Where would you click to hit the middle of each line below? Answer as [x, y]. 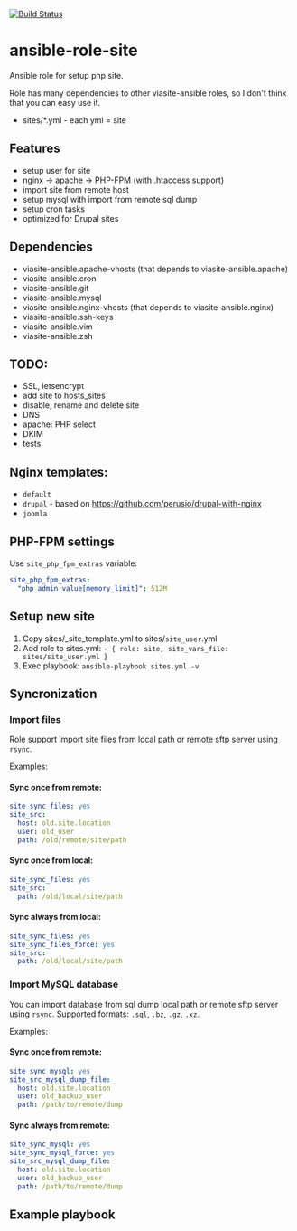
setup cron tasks [54, 209]
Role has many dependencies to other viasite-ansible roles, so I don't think [148, 93]
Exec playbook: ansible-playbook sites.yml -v [111, 666]
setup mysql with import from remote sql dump [110, 199]
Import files [35, 719]
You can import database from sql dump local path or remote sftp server [144, 1004]
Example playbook [62, 1215]
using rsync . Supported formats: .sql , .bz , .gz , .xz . [105, 1014]
